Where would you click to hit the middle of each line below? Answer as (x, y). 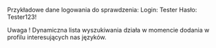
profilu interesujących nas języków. (57, 37)
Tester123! (22, 17)
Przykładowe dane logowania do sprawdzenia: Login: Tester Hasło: (102, 10)
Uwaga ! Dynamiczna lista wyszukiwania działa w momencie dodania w (108, 30)
